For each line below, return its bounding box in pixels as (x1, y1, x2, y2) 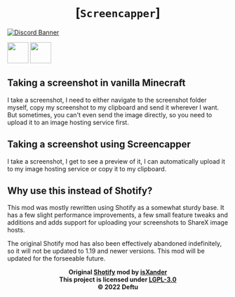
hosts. (7, 226, 25, 235)
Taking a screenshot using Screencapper (7, 138, 192, 150)
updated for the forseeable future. (7, 254, 106, 263)
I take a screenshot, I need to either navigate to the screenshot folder (7, 95, 207, 104)
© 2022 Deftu (97, 283, 139, 291)
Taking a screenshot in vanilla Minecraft (7, 77, 186, 89)
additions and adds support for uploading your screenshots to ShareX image (7, 218, 229, 227)
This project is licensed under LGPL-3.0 (59, 275, 177, 284)
